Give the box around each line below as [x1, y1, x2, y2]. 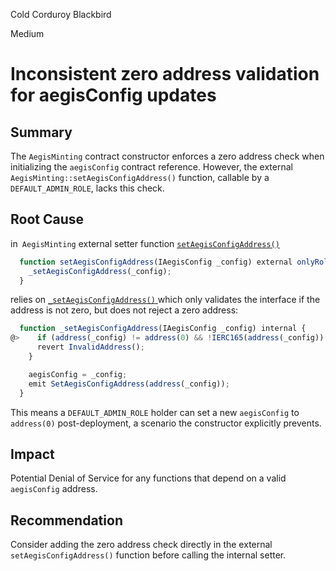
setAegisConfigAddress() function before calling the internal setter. [10, 549, 287, 561]
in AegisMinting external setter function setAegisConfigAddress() [10, 237, 280, 249]
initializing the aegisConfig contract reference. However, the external [10, 161, 293, 173]
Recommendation [10, 512, 123, 529]
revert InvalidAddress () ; [36, 342, 145, 353]
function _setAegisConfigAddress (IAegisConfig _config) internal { [19, 324, 307, 334]
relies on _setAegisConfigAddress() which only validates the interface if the [10, 294, 321, 306]
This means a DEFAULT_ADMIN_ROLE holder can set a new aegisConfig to [10, 406, 300, 418]
